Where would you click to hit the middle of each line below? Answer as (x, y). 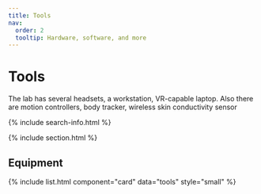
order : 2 (30, 30)
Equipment (36, 163)
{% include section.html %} (53, 138)
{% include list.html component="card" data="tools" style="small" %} (122, 182)
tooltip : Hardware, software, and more (81, 38)
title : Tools (30, 15)
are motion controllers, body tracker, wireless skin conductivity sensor (123, 107)
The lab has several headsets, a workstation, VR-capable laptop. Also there (131, 99)
